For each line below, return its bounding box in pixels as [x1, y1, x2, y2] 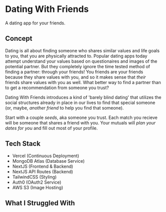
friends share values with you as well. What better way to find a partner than [5, 79, 161, 85]
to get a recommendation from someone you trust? [5, 85, 109, 91]
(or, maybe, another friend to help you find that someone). [5, 105, 124, 110]
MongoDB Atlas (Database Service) [12, 158, 85, 164]
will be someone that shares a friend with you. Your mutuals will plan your [5, 119, 156, 125]
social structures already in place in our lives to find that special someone [5, 100, 156, 106]
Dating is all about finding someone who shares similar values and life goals [5, 47, 160, 53]
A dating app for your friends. [5, 20, 65, 26]
